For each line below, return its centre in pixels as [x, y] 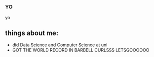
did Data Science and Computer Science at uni [60, 45]
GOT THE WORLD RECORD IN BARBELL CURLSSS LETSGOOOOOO [81, 50]
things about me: [32, 33]
